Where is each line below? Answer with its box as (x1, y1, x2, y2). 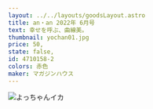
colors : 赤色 (8, 63, 49, 71)
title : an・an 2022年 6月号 (8, 19, 96, 27)
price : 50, (8, 41, 44, 49)
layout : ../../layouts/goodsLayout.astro (8, 11, 146, 20)
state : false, (8, 48, 55, 56)
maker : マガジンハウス (8, 70, 75, 78)
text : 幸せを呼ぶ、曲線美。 (8, 26, 88, 34)
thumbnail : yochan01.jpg (8, 33, 89, 42)
